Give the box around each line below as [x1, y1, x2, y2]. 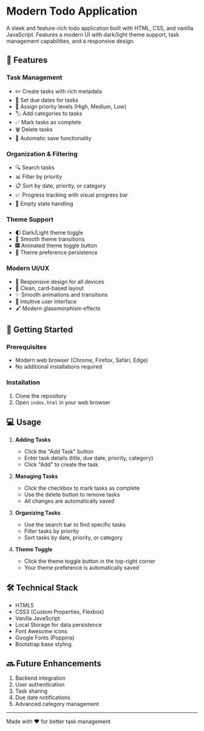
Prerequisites [6, 342, 47, 351]
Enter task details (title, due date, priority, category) [24, 454, 154, 462]
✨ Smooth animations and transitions [15, 291, 108, 298]
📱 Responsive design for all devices [15, 278, 104, 285]
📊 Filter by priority [15, 172, 63, 180]
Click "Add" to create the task [24, 461, 98, 468]
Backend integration [15, 674, 66, 682]
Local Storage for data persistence [15, 621, 102, 629]
